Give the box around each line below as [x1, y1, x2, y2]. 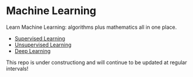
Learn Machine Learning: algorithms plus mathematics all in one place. [6, 24, 177, 31]
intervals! [6, 65, 29, 72]
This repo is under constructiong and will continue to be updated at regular [6, 59, 187, 66]
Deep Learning [14, 47, 51, 54]
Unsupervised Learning [14, 41, 72, 48]
